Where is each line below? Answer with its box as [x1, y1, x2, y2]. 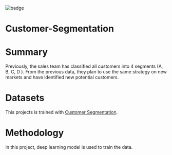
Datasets [5, 92, 45, 104]
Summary [5, 46, 48, 58]
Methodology [5, 127, 64, 139]
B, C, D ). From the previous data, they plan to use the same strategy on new [5, 69, 167, 75]
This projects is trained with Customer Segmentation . [5, 109, 118, 115]
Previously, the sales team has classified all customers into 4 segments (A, [5, 63, 163, 69]
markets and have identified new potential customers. [5, 74, 119, 81]
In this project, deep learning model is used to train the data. [5, 144, 133, 150]
